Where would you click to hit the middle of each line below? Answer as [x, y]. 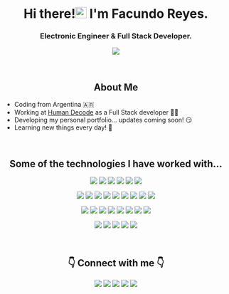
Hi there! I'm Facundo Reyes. [116, 14]
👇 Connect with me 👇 [116, 263]
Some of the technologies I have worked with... [116, 163]
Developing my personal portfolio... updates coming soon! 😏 [103, 120]
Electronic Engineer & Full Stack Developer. [116, 36]
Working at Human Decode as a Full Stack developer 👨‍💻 [96, 112]
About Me [116, 87]
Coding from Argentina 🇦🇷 [54, 105]
